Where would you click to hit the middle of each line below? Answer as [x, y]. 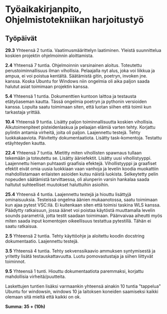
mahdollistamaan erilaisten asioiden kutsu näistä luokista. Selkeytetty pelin [82, 174]
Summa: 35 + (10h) [25, 306]
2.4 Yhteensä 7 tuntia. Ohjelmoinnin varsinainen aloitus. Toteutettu [74, 65]
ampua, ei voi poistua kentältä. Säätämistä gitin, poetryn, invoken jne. [76, 76]
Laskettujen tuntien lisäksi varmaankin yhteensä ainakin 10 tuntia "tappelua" [83, 286]
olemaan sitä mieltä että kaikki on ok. [43, 297]
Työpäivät [21, 38]
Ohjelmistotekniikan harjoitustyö [75, 20]
